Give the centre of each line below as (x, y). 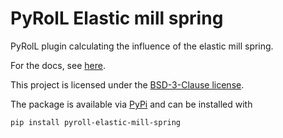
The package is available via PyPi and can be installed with (131, 104)
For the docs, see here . (58, 65)
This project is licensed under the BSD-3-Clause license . (127, 84)
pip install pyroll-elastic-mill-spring (96, 122)
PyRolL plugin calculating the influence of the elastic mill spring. (142, 46)
